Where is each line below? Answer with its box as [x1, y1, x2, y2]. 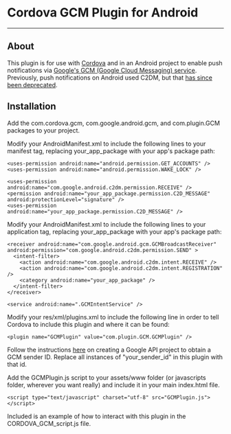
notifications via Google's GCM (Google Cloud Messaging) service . [7, 66, 197, 74]
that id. [7, 360, 27, 368]
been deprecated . [7, 80, 58, 89]
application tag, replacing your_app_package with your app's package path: [7, 227, 222, 236]
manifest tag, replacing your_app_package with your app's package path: [7, 146, 215, 155]
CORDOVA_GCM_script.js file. [7, 419, 91, 427]
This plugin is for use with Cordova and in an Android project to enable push [7, 58, 223, 67]
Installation [7, 101, 56, 113]
